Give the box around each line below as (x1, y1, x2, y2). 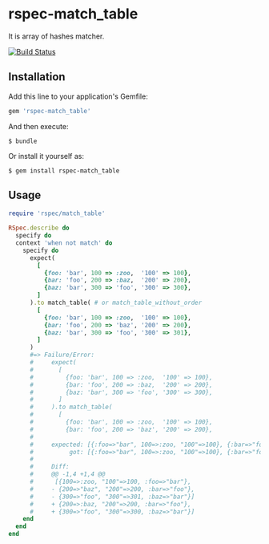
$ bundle (8, 137, 38, 145)
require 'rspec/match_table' (8, 209, 106, 217)
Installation (8, 70, 66, 84)
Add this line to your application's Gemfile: (8, 91, 148, 101)
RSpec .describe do (8, 224, 70, 233)
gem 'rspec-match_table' (8, 107, 91, 115)
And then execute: (8, 121, 69, 131)
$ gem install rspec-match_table (8, 166, 120, 175)
